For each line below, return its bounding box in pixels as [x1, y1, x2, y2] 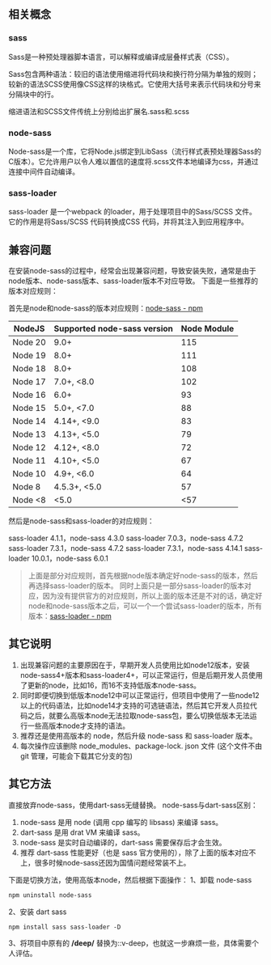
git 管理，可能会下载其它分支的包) [19, 751, 133, 760]
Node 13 [12, 429, 46, 440]
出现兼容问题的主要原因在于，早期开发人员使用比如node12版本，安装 [19, 660, 250, 670]
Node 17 [12, 376, 46, 387]
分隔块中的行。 [8, 89, 58, 99]
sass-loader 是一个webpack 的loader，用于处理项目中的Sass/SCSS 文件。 [8, 207, 256, 217]
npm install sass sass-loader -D [8, 923, 121, 931]
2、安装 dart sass [8, 907, 67, 916]
